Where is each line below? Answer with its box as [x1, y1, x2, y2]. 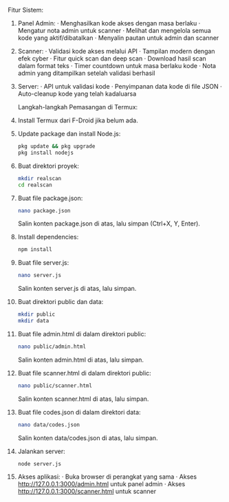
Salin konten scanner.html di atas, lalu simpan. [17, 395, 149, 403]
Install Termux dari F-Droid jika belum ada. [17, 116, 138, 124]
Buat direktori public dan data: [17, 298, 104, 306]
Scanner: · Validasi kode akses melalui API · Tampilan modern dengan [17, 47, 215, 55]
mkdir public [17, 311, 56, 318]
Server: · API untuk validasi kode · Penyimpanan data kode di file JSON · [17, 83, 222, 90]
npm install [17, 246, 52, 253]
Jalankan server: [17, 447, 66, 455]
